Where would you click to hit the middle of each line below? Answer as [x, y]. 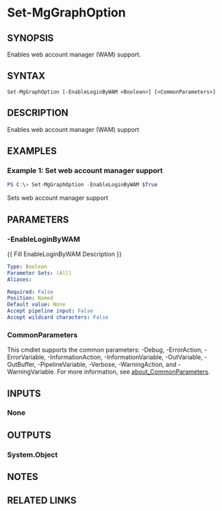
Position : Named [30, 298]
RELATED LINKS [42, 500]
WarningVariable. [32, 372]
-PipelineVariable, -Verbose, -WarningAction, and [107, 365]
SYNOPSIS [30, 38]
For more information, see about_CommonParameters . [134, 372]
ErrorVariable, [27, 357]
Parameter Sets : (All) [39, 273]
